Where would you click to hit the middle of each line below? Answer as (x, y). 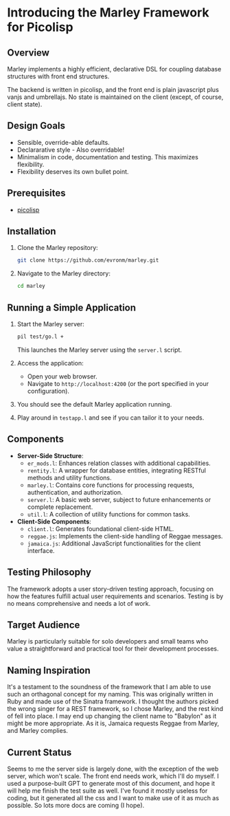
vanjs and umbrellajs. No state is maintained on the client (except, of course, (115, 97)
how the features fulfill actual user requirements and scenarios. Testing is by (115, 596)
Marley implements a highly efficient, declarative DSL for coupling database (114, 69)
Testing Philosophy (49, 573)
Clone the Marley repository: (57, 248)
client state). (25, 104)
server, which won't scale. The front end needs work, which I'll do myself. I (113, 776)
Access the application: (50, 363)
